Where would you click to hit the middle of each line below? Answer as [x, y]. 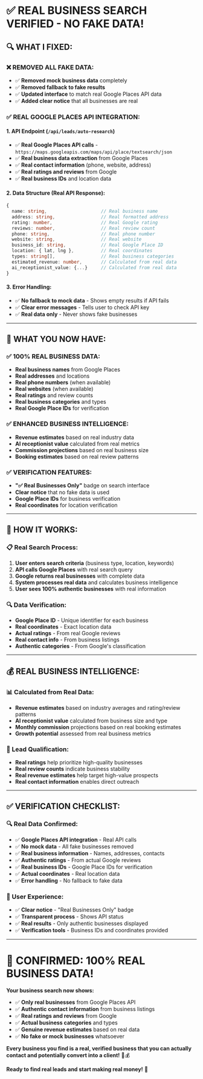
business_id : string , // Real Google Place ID [88, 245]
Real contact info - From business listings [67, 640]
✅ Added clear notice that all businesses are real [76, 101]
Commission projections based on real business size [82, 450]
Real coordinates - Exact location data [63, 627]
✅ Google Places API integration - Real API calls [76, 840]
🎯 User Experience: [35, 897]
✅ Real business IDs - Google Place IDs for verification [84, 867]
